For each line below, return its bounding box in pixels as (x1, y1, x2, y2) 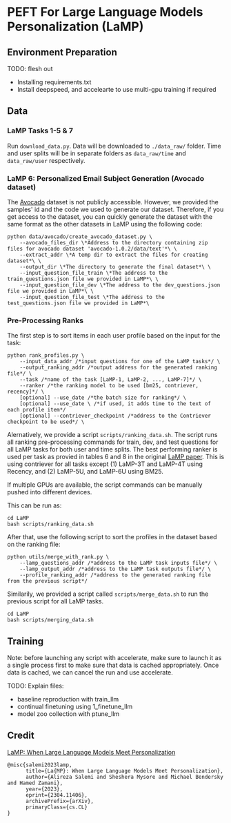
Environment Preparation (7, 46, 117, 58)
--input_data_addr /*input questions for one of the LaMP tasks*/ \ (19, 358, 221, 365)
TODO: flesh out (7, 65, 53, 72)
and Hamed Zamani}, (7, 780, 63, 786)
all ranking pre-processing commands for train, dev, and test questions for (7, 438, 219, 446)
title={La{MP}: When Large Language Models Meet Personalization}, (25, 767, 224, 774)
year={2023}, (25, 785, 63, 793)
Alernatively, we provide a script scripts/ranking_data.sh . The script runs (7, 431, 218, 439)
